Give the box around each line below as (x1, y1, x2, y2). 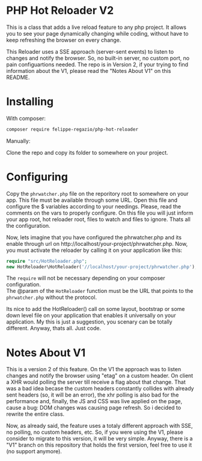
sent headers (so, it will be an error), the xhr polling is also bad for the (6, 391, 179, 398)
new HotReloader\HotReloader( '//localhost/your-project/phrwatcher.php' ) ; (6, 263, 198, 270)
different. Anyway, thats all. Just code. (6, 325, 101, 332)
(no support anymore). (6, 448, 62, 455)
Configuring (6, 170, 68, 184)
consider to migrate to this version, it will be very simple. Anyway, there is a (6, 435, 193, 442)
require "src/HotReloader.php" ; (6, 258, 87, 264)
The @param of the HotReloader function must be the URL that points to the (6, 287, 194, 295)
